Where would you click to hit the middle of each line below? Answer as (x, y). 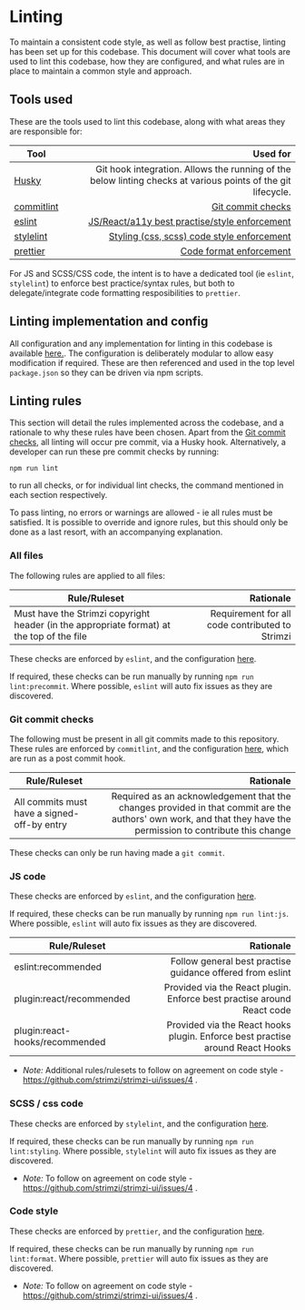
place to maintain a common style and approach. (101, 71)
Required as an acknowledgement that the (201, 796)
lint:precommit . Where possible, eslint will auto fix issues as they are (141, 685)
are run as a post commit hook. (68, 758)
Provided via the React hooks (229, 1025)
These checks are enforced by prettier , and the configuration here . (137, 1231)
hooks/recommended (60, 1042)
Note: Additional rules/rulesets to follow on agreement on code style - (153, 1071)
